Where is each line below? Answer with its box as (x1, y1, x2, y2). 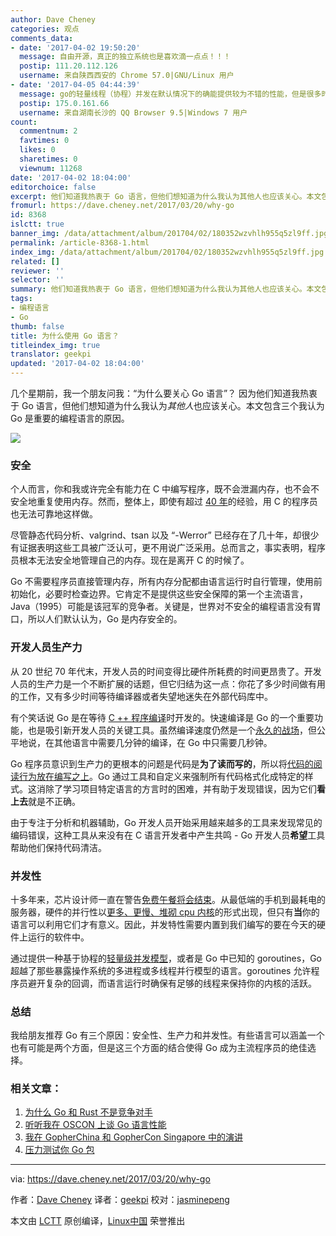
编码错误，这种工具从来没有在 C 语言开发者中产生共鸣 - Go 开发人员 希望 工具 (10, 829, 326, 841)
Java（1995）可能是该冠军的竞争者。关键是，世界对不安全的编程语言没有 (10, 601, 313, 613)
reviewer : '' (10, 266, 65, 276)
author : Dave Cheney (10, 14, 97, 25)
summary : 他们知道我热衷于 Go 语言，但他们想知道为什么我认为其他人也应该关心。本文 (10, 284, 322, 295)
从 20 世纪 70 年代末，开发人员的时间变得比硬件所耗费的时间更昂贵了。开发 (10, 665, 322, 677)
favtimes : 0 (19, 136, 70, 146)
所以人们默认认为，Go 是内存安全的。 (27, 613, 183, 625)
